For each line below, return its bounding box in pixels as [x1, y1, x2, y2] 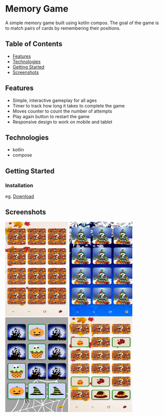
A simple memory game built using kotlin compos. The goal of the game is [5, 20, 159, 26]
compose [12, 152, 32, 158]
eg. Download [5, 193, 34, 199]
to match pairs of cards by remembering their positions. [5, 25, 121, 31]
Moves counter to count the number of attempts [12, 108, 112, 114]
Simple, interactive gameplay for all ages [12, 97, 97, 103]
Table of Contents [5, 40, 63, 48]
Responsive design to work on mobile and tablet [12, 119, 113, 125]
